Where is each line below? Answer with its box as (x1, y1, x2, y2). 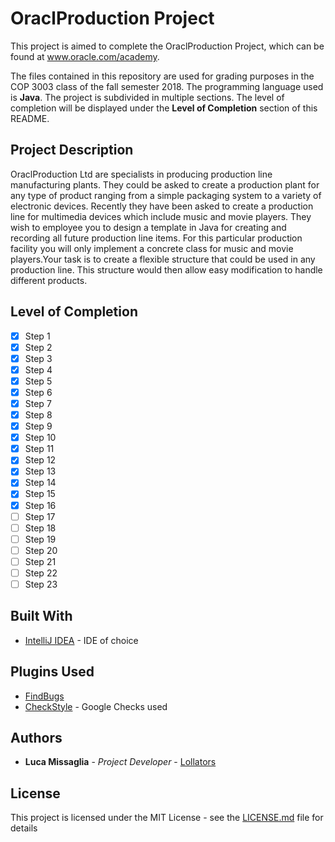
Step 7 (24, 397, 52, 409)
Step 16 (24, 499, 57, 511)
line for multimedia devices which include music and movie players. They (10, 210, 312, 222)
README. (10, 112, 50, 124)
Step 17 (24, 510, 56, 522)
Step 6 (24, 386, 53, 398)
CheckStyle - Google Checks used (24, 700, 168, 712)
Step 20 (24, 544, 58, 556)
